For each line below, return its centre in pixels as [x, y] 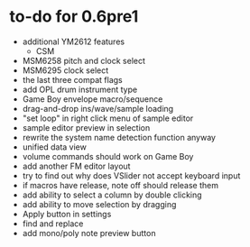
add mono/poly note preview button [89, 233]
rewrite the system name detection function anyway [119, 137]
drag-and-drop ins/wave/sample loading [98, 108]
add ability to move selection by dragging [99, 204]
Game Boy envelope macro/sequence [93, 99]
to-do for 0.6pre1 [74, 17]
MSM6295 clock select [65, 70]
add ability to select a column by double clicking [112, 195]
